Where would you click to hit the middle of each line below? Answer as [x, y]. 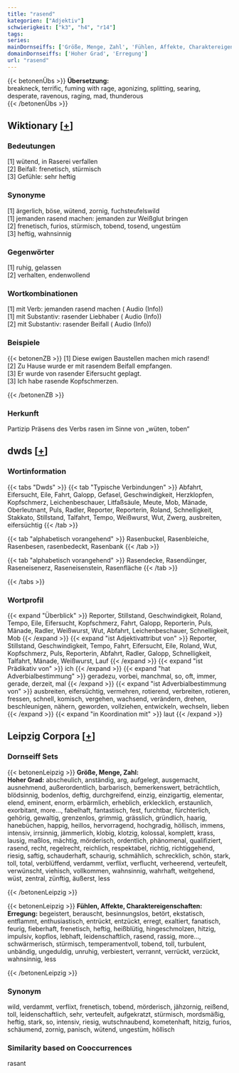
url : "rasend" [28, 61]
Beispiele [24, 343]
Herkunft [23, 413]
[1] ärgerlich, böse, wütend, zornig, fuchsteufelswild [84, 210]
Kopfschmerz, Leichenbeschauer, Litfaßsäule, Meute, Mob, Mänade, [107, 502]
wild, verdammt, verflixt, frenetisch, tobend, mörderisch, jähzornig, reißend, [118, 1007]
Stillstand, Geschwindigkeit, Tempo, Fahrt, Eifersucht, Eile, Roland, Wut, [112, 645]
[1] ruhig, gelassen [34, 267]
